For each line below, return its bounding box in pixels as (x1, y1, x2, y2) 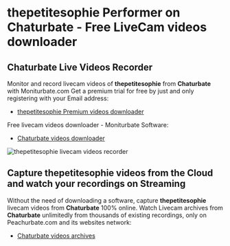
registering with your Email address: (7, 94, 109, 102)
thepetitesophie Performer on (7, 5, 181, 21)
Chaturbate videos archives (16, 232, 96, 240)
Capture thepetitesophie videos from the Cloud (7, 167, 214, 179)
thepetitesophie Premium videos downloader (16, 108, 144, 115)
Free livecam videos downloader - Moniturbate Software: (7, 121, 169, 128)
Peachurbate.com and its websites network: (7, 218, 132, 226)
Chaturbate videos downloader (16, 134, 105, 142)
